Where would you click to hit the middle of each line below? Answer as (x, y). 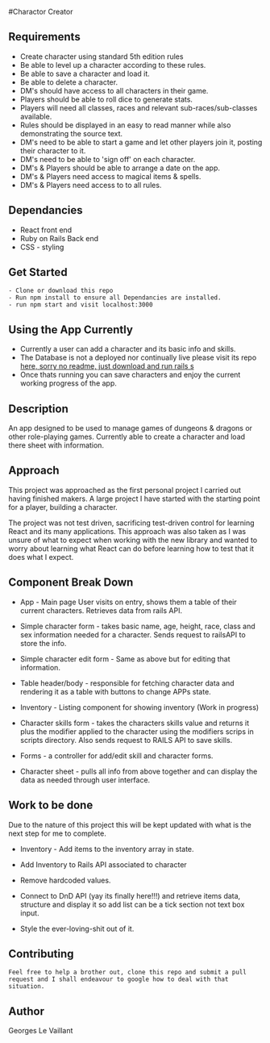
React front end (46, 230)
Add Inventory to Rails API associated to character (103, 864)
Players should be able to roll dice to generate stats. (106, 99)
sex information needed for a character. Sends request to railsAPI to (133, 634)
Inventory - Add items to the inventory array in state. (107, 849)
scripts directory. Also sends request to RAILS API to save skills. (126, 740)
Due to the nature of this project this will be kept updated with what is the (130, 824)
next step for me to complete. (57, 833)
